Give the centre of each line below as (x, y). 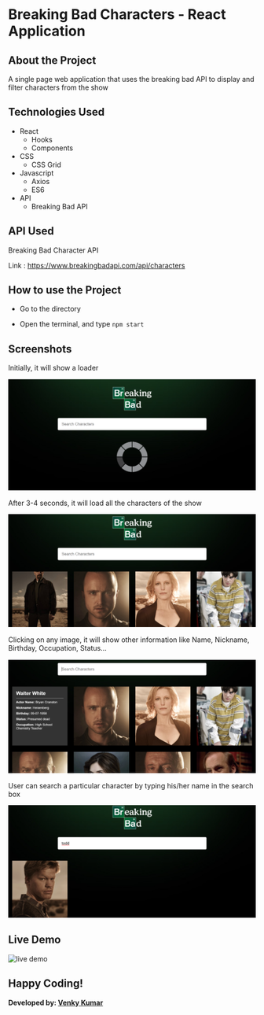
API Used (31, 231)
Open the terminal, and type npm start (82, 324)
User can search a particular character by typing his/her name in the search (131, 785)
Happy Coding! (46, 984)
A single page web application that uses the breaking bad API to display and (131, 79)
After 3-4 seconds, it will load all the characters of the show (105, 503)
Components (52, 148)
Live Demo (35, 940)
